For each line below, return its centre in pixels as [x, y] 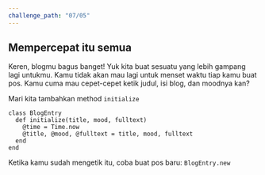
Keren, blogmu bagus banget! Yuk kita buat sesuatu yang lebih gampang [127, 67]
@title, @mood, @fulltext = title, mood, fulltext [108, 134]
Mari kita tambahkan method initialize [74, 99]
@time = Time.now [51, 127]
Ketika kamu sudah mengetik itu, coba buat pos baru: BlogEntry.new [119, 162]
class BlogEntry [35, 113]
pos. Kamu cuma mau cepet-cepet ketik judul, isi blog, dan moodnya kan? [129, 83]
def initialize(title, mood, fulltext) [81, 120]
